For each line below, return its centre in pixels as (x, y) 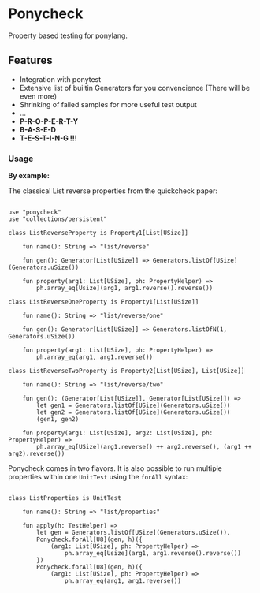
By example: (29, 176)
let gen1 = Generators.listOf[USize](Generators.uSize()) (134, 406)
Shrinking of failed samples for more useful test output (108, 104)
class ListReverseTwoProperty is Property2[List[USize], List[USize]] (126, 371)
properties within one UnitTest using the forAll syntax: (98, 477)
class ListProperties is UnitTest (65, 498)
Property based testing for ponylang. (68, 35)
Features (30, 60)
